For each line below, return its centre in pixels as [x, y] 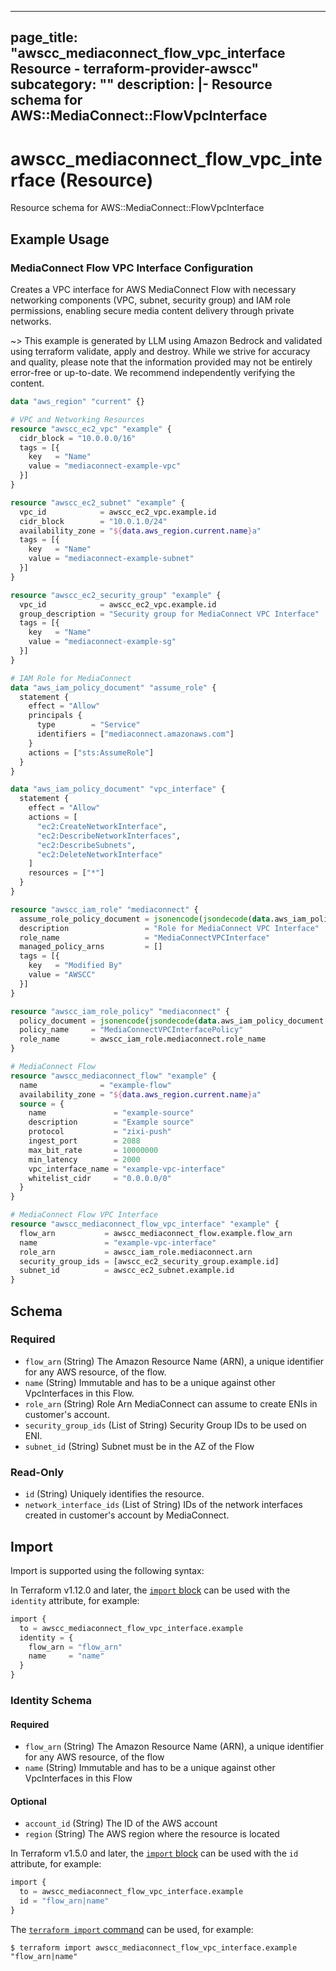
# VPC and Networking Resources [77, 419]
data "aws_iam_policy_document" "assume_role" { [113, 687]
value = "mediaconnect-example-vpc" [105, 466]
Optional [28, 1801]
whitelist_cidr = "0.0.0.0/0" [100, 1178]
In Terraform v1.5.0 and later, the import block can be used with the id [154, 1853]
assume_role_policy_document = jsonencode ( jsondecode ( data [145, 919]
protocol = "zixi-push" [100, 1132]
